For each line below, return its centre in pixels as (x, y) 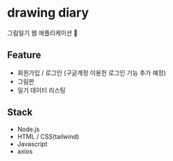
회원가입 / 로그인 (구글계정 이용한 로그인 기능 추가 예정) (91, 73)
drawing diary (48, 13)
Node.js (28, 129)
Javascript (32, 144)
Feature (24, 55)
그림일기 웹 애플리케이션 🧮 (43, 33)
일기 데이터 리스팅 (41, 90)
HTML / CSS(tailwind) (48, 136)
